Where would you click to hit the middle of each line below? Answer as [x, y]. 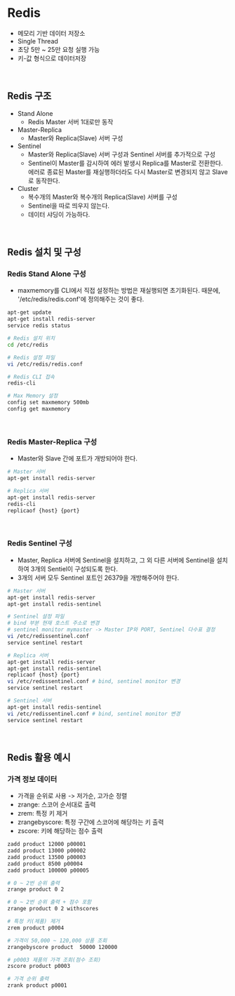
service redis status [39, 326]
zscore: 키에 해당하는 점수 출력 [60, 831]
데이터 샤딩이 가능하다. [59, 214]
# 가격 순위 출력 [28, 979]
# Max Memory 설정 [33, 396]
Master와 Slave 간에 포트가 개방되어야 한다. [78, 458]
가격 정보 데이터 [32, 779]
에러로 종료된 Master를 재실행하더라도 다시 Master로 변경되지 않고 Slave [128, 172]
